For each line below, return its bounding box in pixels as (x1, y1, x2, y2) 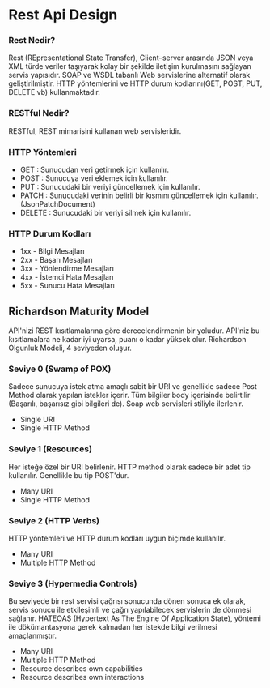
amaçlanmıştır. (8, 630, 57, 641)
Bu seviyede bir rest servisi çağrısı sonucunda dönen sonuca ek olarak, (8, 596, 247, 606)
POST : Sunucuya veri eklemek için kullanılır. (19, 173, 168, 183)
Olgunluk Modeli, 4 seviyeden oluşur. (8, 343, 132, 353)
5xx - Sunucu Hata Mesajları (19, 281, 115, 291)
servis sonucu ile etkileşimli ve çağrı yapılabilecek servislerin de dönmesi (8, 605, 252, 615)
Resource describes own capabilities (19, 664, 143, 673)
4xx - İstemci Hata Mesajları (19, 272, 114, 282)
